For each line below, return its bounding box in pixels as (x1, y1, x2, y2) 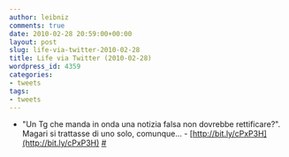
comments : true (9, 21, 65, 30)
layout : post (9, 37, 57, 47)
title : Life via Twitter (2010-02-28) (9, 54, 152, 63)
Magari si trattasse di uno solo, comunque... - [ (21, 129, 193, 139)
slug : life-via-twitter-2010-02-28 (9, 46, 141, 55)
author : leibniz (9, 12, 69, 22)
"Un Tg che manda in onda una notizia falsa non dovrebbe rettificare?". (21, 119, 281, 130)
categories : (9, 71, 53, 79)
